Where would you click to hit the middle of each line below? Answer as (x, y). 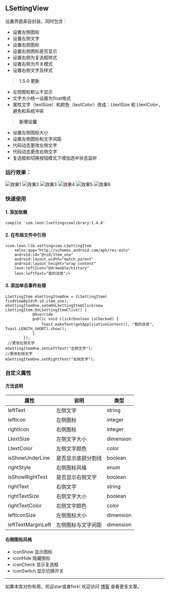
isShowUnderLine (29, 458)
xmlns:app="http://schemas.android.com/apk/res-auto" (72, 250)
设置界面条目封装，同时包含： (36, 21)
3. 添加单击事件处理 (26, 286)
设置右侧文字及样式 (33, 70)
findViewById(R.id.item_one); (37, 301)
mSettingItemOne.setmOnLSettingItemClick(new (54, 305)
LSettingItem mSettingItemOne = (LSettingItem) (56, 296)
